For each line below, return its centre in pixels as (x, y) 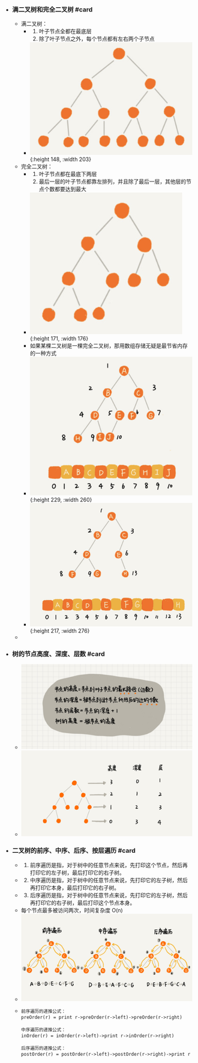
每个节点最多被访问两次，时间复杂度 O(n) (72, 910)
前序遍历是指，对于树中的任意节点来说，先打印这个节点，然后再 (109, 865)
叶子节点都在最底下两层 (68, 174)
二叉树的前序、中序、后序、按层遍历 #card (74, 851)
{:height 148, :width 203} (61, 159)
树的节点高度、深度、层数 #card (58, 654)
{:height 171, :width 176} (59, 339)
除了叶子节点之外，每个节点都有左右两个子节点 (97, 39)
